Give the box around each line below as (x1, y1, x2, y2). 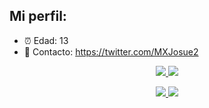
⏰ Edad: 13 (23, 34, 69, 46)
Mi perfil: (9, 8, 67, 25)
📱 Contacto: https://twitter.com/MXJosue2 (23, 45, 199, 58)
